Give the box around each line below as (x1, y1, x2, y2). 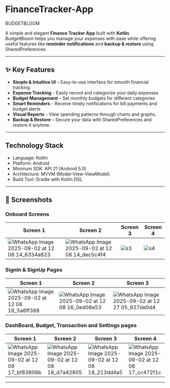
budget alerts (12, 106, 41, 112)
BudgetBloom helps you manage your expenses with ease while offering (5, 35, 156, 41)
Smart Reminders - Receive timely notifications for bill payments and (12, 100, 157, 107)
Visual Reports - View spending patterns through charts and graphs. (12, 111, 157, 117)
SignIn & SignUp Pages (5, 266, 63, 273)
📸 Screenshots (5, 196, 53, 204)
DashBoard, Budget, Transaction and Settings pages (5, 322, 137, 329)
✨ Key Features (5, 66, 55, 74)
